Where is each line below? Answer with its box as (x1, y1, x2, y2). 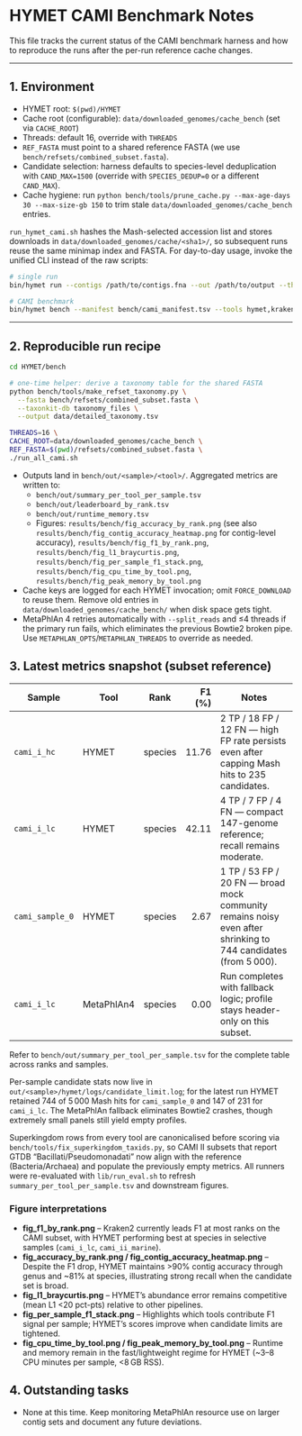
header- (244, 1004, 281, 1016)
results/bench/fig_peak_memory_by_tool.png (35, 577, 202, 586)
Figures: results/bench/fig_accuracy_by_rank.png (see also (35, 517, 258, 528)
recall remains (219, 839, 280, 851)
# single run (9, 272, 58, 281)
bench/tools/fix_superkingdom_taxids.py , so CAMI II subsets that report (9, 1141, 278, 1152)
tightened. (22, 1328, 61, 1339)
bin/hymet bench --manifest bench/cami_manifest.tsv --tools (9, 305, 244, 314)
